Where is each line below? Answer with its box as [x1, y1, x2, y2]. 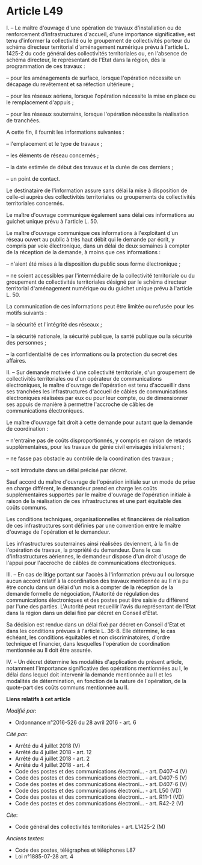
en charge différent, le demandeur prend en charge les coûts [6, 484, 158, 492]
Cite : [6, 811, 18, 819]
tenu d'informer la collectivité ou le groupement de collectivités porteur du [6, 37, 191, 44]
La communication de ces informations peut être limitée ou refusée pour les [6, 302, 194, 310]
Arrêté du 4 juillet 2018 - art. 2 [14, 755, 90, 762]
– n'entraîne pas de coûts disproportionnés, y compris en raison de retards [6, 437, 191, 444]
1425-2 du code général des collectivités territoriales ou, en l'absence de [6, 49, 188, 57]
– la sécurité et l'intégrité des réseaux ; [6, 320, 102, 328]
